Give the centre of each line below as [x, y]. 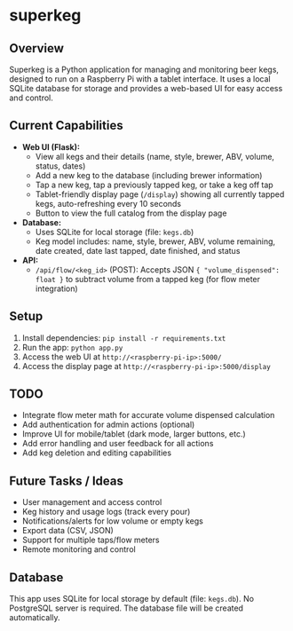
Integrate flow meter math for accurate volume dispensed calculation [148, 415]
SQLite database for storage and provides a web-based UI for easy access [146, 88]
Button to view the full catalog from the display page [131, 213]
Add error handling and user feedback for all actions [118, 444]
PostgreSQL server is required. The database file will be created [127, 608]
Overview [37, 48]
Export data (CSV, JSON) [67, 531]
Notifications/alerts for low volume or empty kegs [113, 521]
